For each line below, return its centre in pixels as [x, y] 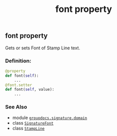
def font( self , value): [30, 90]
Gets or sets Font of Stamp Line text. [43, 48]
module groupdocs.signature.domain [50, 118]
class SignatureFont [33, 123]
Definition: [18, 61]
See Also [16, 107]
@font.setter [19, 85]
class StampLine [28, 129]
